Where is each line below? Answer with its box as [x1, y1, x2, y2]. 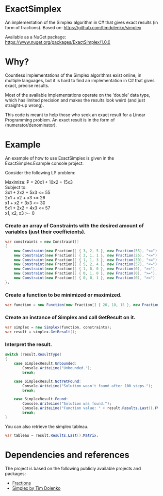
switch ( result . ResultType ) [5, 352, 62, 357]
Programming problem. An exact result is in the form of [5, 117, 115, 122]
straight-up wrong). [5, 102, 44, 108]
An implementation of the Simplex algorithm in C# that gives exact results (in [5, 19, 158, 25]
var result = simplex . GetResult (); [5, 329, 77, 335]
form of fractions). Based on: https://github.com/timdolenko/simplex [5, 24, 142, 30]
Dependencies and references [5, 449, 130, 460]
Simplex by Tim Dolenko [12, 485, 61, 491]
